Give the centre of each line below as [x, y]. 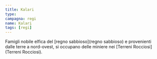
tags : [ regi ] [19, 28]
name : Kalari [19, 23]
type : [11, 14]
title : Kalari [20, 10]
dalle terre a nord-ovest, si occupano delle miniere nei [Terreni [69, 47]
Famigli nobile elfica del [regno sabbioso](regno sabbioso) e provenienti [78, 41]
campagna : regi [21, 19]
